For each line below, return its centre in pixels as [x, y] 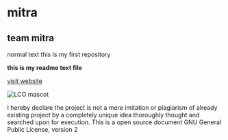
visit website [25, 81]
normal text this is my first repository [59, 54]
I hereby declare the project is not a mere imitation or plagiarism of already [112, 107]
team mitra [31, 38]
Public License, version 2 [42, 129]
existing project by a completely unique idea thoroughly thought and [103, 115]
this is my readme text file [45, 68]
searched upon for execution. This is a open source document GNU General [114, 122]
